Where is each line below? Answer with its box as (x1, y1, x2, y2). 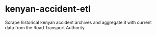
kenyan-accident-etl (5, 3, 91, 15)
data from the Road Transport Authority (5, 24, 85, 30)
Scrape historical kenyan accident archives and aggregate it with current (5, 19, 152, 25)
